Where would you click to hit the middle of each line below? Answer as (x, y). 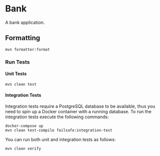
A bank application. (25, 22)
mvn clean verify (23, 149)
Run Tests (17, 62)
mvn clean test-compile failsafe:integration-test (59, 130)
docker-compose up (24, 126)
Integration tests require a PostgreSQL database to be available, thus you (80, 106)
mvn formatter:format (28, 49)
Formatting (23, 38)
